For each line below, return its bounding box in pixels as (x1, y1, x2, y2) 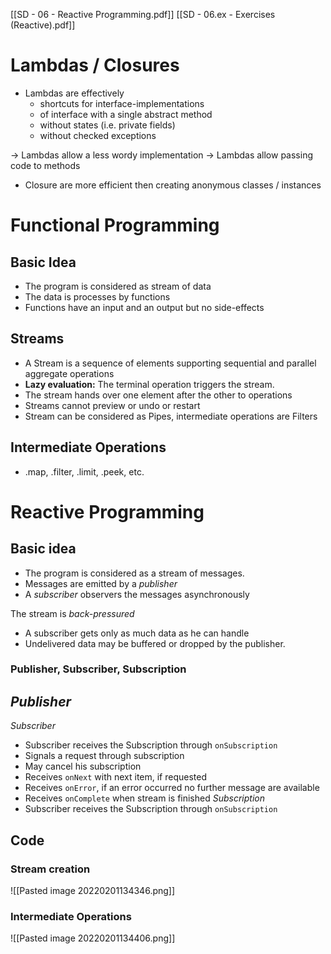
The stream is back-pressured (10, 607, 135, 619)
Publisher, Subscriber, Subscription (10, 662, 187, 676)
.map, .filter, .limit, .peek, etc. (24, 465, 145, 478)
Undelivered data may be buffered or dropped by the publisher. (24, 637, 286, 649)
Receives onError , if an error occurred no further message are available (24, 782, 320, 794)
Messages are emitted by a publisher (24, 577, 178, 589)
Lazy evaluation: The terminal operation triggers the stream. (24, 378, 275, 390)
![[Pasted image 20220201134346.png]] (10, 884, 176, 896)
